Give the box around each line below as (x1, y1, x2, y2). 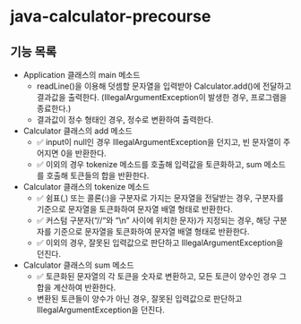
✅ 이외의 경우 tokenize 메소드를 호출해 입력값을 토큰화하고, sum (36, 159, 262, 169)
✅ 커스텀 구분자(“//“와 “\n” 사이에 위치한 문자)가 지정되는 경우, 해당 (36, 215, 271, 226)
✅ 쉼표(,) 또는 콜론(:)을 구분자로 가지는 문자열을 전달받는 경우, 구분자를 (36, 192, 285, 203)
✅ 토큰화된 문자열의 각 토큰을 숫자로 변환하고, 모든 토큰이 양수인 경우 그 (36, 271, 288, 281)
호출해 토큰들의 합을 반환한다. (46, 170, 150, 181)
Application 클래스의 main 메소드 (22, 70, 141, 80)
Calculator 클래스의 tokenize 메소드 (22, 182, 150, 192)
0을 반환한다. (60, 148, 107, 158)
